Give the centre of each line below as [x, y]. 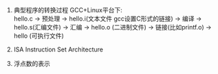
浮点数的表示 [32, 63]
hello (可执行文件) [39, 36]
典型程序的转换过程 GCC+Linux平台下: [68, 10]
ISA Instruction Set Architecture [58, 49]
